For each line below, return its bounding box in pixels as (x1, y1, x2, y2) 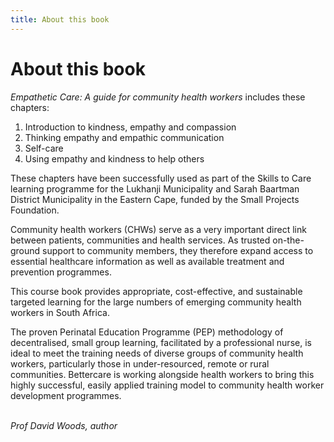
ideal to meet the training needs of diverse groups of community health (10, 347, 304, 359)
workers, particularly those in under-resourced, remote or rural (10, 357, 270, 370)
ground (10, 244, 41, 256)
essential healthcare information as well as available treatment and (10, 255, 285, 267)
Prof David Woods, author (10, 419, 118, 431)
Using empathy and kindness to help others (24, 152, 205, 165)
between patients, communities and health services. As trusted (10, 234, 271, 246)
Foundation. (10, 204, 60, 216)
